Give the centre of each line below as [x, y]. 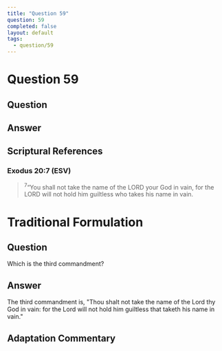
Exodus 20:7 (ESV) [39, 171]
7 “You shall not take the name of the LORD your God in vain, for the [119, 186]
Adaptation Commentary [61, 338]
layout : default [30, 33]
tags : [15, 39]
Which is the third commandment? [56, 264]
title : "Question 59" [38, 13]
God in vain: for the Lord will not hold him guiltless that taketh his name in [111, 309]
